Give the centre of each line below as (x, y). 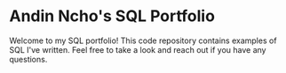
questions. (28, 59)
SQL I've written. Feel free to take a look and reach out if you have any (138, 49)
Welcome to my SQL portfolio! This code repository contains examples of (143, 40)
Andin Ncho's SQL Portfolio (112, 16)
